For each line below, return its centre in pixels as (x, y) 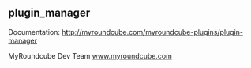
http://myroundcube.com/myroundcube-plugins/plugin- (152, 32)
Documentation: (34, 32)
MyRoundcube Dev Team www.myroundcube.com (90, 55)
